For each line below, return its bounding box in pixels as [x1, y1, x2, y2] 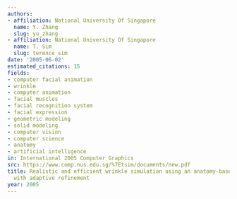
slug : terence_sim [13, 50, 68, 57]
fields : [7, 69, 30, 76]
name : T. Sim [13, 43, 52, 50]
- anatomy [7, 142, 37, 149]
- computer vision [7, 128, 61, 135]
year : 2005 [7, 181, 39, 188]
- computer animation [7, 89, 71, 96]
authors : [7, 10, 33, 18]
